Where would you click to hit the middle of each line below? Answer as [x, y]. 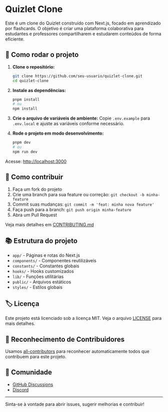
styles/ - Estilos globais [37, 287]
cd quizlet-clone [30, 81]
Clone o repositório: [33, 67]
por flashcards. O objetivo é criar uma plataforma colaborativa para [74, 28]
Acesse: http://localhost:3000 [36, 161]
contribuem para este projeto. [36, 357]
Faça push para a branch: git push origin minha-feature [72, 209]
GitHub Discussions [33, 384]
